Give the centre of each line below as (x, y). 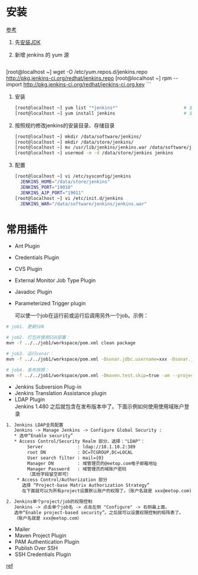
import (14, 84)
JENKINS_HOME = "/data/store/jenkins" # (107, 182)
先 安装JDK (28, 42)
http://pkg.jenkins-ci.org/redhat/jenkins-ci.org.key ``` (87, 84)
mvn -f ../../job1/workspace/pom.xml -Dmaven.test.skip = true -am (88, 375)
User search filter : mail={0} (66, 458)
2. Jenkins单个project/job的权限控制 (49, 501)
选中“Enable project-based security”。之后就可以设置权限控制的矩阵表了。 (99, 512)
